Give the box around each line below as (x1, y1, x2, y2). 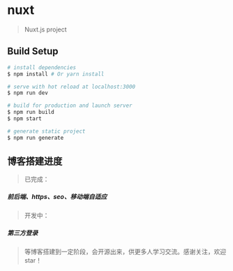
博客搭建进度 (7, 156, 63, 168)
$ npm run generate (7, 134, 64, 141)
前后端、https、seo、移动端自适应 (7, 193, 107, 201)
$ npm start (7, 115, 42, 122)
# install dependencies (7, 64, 77, 71)
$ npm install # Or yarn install (7, 71, 105, 78)
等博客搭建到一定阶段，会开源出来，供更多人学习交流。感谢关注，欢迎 (24, 247, 227, 256)
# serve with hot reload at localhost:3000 (7, 83, 136, 90)
